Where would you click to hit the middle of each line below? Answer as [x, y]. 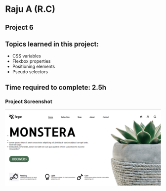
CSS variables [26, 56]
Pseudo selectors [30, 72]
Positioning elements [34, 67]
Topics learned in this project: [52, 44]
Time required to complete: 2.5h [56, 87]
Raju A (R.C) [30, 9]
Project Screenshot [29, 101]
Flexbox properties [31, 61]
